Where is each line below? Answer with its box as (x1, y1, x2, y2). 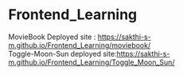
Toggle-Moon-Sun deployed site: (8, 49, 117, 58)
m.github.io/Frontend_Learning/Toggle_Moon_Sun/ (8, 57, 175, 67)
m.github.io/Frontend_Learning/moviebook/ (8, 40, 151, 49)
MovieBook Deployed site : (8, 32, 96, 41)
